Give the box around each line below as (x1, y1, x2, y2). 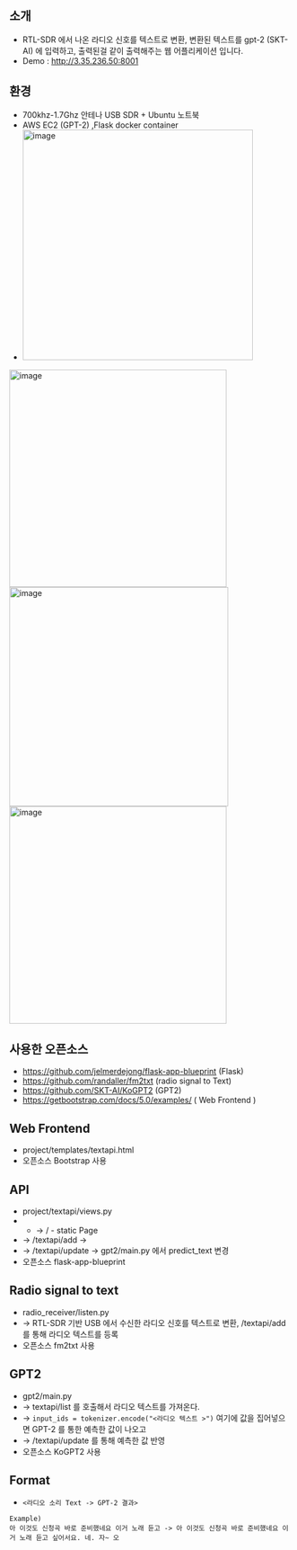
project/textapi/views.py (22, 1206, 112, 1216)
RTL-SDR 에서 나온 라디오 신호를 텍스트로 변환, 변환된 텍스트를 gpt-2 (22, 34, 265, 45)
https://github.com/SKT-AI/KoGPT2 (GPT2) (22, 1085, 182, 1096)
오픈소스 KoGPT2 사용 (22, 1446, 101, 1456)
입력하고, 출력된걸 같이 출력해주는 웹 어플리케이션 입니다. (44, 45, 244, 56)
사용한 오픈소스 (9, 1042, 89, 1057)
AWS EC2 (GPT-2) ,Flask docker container (22, 120, 179, 130)
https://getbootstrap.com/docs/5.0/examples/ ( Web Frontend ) (22, 1095, 257, 1106)
